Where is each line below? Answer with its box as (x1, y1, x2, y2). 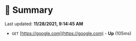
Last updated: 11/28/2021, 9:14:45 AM (4, 21, 83, 27)
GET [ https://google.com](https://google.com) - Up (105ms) (11, 30, 132, 36)
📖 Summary (4, 4, 53, 16)
